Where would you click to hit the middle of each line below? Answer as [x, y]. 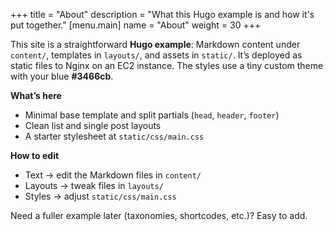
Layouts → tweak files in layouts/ [94, 185]
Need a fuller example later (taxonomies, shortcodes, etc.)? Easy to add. [159, 215]
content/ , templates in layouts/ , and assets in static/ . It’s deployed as [156, 55]
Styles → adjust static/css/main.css [100, 196]
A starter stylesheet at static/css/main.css [114, 136]
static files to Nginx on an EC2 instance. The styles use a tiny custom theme [167, 65]
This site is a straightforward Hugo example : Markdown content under [155, 44]
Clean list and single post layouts [93, 125]
